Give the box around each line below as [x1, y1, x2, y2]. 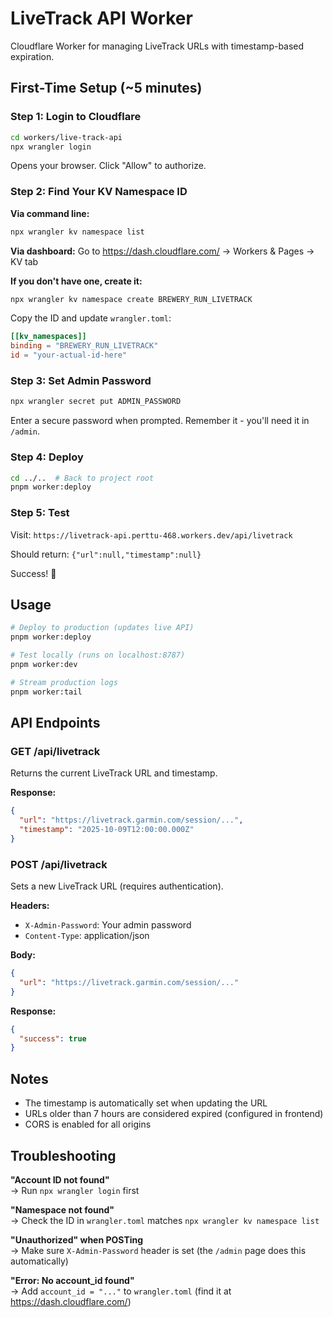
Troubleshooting [10, 1147, 117, 1164]
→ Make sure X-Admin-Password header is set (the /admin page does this [10, 1244, 307, 1256]
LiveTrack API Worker [10, 7, 193, 30]
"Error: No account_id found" [10, 1274, 135, 1286]
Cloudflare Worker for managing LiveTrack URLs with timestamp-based [10, 40, 305, 52]
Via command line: [10, 207, 90, 219]
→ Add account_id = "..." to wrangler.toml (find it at [10, 1285, 232, 1297]
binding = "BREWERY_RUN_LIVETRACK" [10, 341, 159, 351]
